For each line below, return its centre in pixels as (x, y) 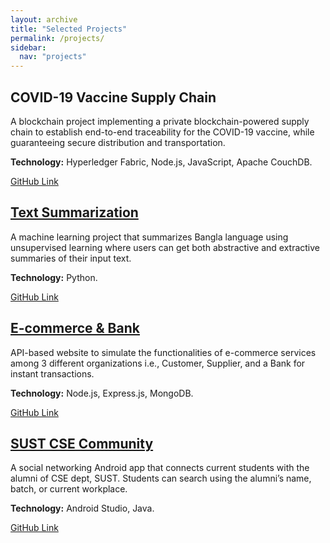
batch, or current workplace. (69, 489)
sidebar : (28, 47)
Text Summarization (74, 212)
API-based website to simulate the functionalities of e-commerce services (163, 352)
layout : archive (44, 19)
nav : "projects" (53, 57)
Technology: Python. (54, 277)
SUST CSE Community (82, 443)
